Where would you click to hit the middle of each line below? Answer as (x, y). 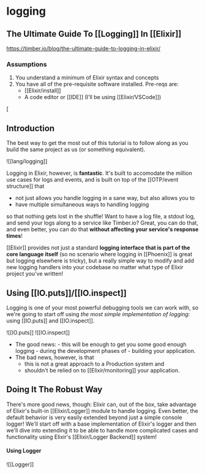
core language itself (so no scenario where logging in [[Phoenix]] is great (99, 254)
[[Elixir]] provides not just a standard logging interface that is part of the (99, 248)
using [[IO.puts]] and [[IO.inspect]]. (50, 320)
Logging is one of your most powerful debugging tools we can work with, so (102, 308)
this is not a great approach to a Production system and (94, 364)
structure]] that (25, 186)
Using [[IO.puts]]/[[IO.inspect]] (66, 293)
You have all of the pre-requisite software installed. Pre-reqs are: (97, 84)
